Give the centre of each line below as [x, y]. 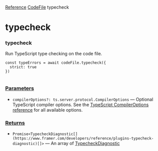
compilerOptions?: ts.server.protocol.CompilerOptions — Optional [83, 99]
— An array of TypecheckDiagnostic [82, 144]
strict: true [23, 67]
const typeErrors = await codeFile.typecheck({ [56, 63]
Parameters [19, 88]
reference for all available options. [47, 110]
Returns [15, 123]
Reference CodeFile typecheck [37, 7]
